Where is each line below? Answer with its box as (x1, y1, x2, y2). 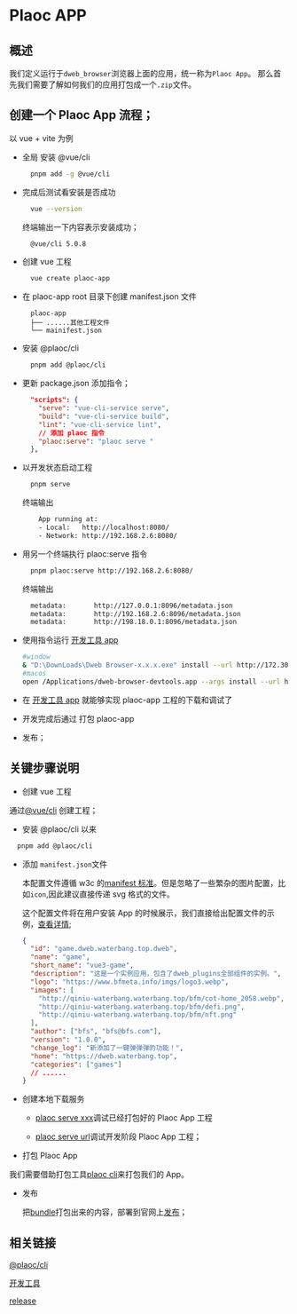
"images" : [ (30, 985, 74, 994)
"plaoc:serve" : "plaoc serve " (38, 437, 154, 446)
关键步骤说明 (9, 761, 80, 776)
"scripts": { (30, 396, 79, 405)
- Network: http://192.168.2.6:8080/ (38, 531, 178, 540)
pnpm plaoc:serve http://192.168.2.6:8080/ (30, 566, 193, 575)
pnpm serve (30, 480, 71, 489)
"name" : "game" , (30, 953, 90, 962)
